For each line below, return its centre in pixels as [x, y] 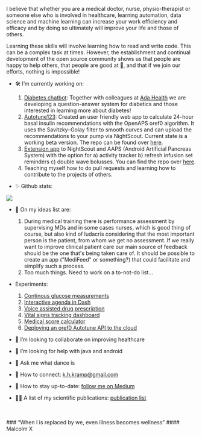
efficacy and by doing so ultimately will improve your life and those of [93, 28]
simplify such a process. [54, 266]
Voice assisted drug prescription [64, 309]
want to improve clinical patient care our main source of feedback [106, 247]
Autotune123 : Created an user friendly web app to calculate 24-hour [109, 117]
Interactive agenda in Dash [57, 302]
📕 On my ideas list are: [43, 209]
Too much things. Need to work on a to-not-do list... [89, 272]
